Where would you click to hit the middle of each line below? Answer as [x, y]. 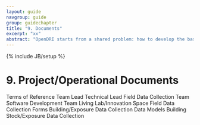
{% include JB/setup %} [36, 56]
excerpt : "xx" [24, 34]
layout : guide [24, 12]
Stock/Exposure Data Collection [45, 115]
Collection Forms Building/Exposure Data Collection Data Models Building [96, 109]
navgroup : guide [26, 17]
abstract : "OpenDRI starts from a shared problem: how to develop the [96, 39]
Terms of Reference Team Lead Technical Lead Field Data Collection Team [98, 96]
